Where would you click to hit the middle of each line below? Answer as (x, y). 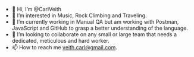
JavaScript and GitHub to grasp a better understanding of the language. (100, 28)
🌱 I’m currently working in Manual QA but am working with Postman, (95, 22)
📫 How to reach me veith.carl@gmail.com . (64, 47)
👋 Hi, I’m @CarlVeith (36, 9)
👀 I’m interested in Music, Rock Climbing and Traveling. (79, 15)
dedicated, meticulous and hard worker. (61, 41)
